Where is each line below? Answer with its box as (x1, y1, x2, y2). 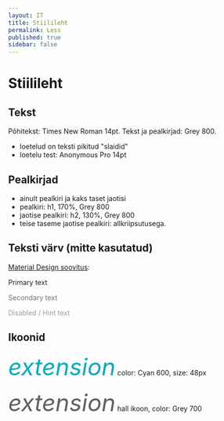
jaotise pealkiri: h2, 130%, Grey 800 (19, 210, 135, 220)
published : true (8, 33, 61, 42)
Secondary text (8, 292, 58, 302)
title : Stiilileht (8, 19, 68, 27)
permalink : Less (8, 26, 61, 34)
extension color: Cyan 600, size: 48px (8, 351, 207, 382)
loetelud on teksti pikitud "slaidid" (19, 142, 128, 152)
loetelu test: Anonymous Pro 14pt (19, 150, 127, 159)
